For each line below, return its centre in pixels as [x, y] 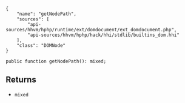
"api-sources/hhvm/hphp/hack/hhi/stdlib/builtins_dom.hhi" [104, 35]
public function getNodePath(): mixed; [56, 61]
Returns [21, 80]
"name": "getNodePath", [47, 14]
